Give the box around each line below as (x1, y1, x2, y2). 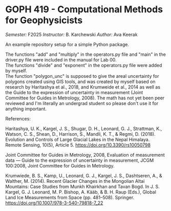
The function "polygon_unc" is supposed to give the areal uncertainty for (5, 73, 159, 79)
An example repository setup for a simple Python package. (5, 41, 130, 47)
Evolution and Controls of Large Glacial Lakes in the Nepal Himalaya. (5, 136, 150, 142)
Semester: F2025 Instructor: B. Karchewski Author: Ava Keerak (5, 31, 138, 37)
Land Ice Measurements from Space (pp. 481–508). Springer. (5, 194, 135, 200)
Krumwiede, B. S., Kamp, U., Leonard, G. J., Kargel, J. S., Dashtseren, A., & (5, 173, 162, 179)
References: (5, 115, 31, 121)
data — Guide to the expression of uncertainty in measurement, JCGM (5, 157, 154, 163)
